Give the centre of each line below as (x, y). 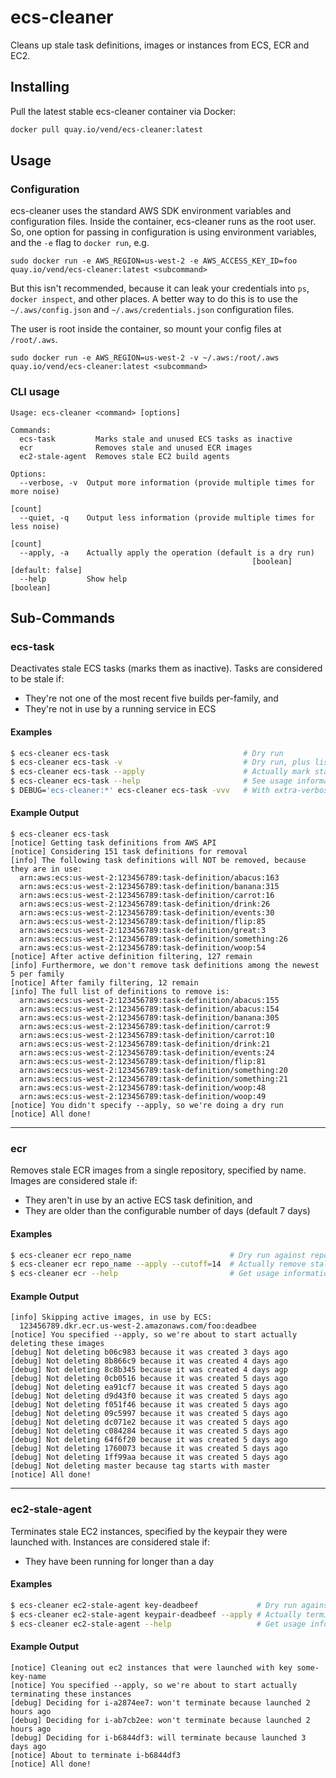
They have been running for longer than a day (119, 1561)
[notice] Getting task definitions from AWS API (113, 843)
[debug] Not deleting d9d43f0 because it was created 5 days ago (149, 1396)
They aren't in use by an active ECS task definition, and (138, 1200)
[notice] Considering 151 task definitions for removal (129, 852)
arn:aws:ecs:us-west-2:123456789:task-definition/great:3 (143, 931)
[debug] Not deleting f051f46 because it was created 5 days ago (149, 1405)
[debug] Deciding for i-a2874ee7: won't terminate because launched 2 (160, 1702)
